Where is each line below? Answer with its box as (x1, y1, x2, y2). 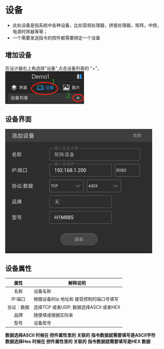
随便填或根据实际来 (33, 312, 73, 318)
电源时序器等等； (12, 28, 48, 34)
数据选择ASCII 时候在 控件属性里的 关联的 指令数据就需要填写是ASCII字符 (5, 332, 156, 338)
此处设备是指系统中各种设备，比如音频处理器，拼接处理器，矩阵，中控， (12, 22, 161, 28)
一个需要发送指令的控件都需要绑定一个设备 (12, 35, 100, 41)
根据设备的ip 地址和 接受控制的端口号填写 (33, 296, 119, 302)
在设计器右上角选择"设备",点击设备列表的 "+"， (5, 65, 102, 71)
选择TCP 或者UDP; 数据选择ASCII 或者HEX (33, 304, 121, 310)
